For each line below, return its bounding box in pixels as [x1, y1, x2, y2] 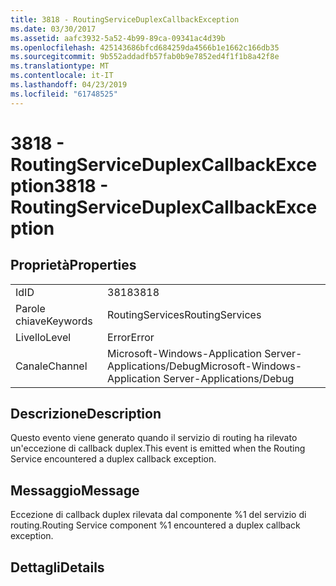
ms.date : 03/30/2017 [10, 24, 97, 34]
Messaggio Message [10, 482, 140, 499]
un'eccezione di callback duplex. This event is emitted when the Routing [10, 442, 306, 455]
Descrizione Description [10, 406, 162, 423]
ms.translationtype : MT [10, 61, 110, 71]
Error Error [107, 330, 155, 344]
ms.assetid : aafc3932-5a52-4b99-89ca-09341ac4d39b [10, 33, 226, 43]
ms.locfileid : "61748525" [10, 89, 118, 99]
